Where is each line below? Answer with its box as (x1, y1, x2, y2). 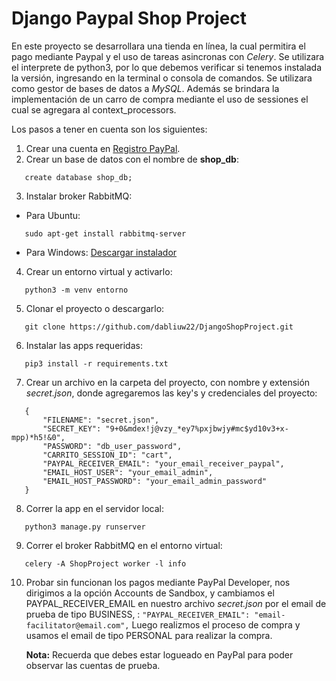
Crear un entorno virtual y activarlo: (25, 265, 173, 277)
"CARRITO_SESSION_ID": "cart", (42, 450, 173, 460)
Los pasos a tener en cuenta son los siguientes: (11, 123, 208, 135)
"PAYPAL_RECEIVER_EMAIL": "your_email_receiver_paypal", (42, 458, 285, 469)
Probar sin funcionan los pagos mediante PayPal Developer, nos (25, 576, 291, 588)
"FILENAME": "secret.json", (42, 415, 160, 425)
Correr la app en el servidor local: (25, 502, 164, 514)
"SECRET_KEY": (42, 423, 102, 434)
